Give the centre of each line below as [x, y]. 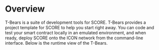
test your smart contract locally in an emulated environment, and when [76, 33]
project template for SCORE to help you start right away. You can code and [79, 27]
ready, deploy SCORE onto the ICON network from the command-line [74, 38]
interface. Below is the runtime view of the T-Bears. [56, 43]
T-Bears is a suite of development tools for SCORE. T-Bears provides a [76, 22]
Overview [25, 9]
